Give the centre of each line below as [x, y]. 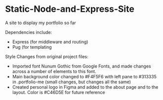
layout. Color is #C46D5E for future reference [59, 92]
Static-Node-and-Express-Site [70, 9]
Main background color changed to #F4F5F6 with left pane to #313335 [84, 76]
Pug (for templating [32, 47]
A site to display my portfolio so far [41, 23]
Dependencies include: [29, 32]
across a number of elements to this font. [54, 71]
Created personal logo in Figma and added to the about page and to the [85, 87]
